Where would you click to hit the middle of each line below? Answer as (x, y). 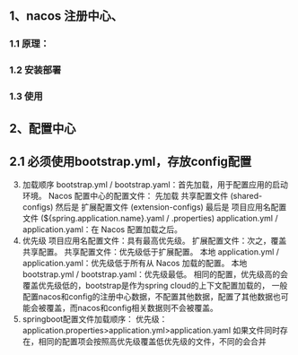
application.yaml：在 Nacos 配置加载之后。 (102, 229)
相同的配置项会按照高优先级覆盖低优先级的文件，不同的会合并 (152, 342)
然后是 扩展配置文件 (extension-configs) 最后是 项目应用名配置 (171, 207)
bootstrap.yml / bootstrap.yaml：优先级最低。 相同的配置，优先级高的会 (155, 274)
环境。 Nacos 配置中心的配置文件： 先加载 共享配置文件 (125, 196)
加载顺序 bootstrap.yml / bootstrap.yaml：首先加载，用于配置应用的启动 (155, 185)
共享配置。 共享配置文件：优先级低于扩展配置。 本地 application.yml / (151, 252)
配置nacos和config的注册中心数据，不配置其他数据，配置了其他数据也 (151, 297)
